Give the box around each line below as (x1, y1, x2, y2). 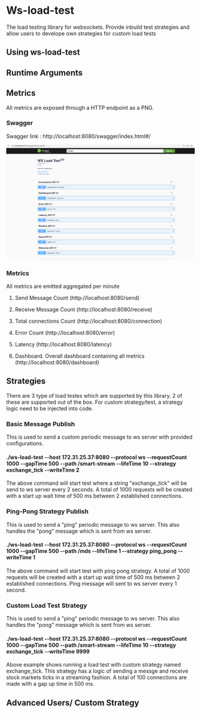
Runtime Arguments (6, 67, 83, 78)
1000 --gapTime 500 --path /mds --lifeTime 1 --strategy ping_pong (6, 547, 177, 555)
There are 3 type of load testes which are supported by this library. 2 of (6, 392, 182, 399)
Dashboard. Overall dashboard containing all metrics (14, 352, 145, 360)
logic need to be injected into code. (6, 404, 94, 412)
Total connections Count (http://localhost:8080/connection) (14, 317, 163, 325)
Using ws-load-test (6, 47, 81, 58)
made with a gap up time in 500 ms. (6, 680, 95, 688)
